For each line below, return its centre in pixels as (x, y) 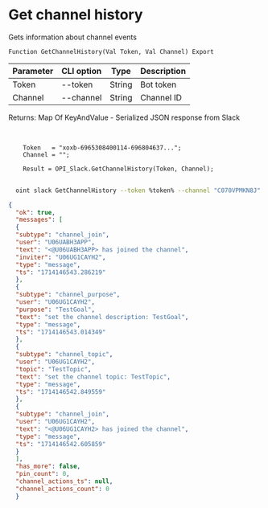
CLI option (82, 71)
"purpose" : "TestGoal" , (55, 309)
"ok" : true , (36, 212)
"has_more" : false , (48, 467)
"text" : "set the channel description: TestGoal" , (102, 317)
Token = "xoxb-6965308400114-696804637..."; (102, 147)
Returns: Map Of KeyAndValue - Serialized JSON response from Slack (124, 117)
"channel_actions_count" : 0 (63, 489)
